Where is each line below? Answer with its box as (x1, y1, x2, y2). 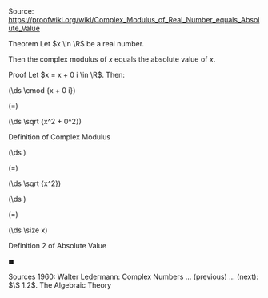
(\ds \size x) (8, 225, 48, 235)
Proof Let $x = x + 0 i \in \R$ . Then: (8, 70, 126, 80)
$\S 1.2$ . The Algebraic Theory (8, 280, 112, 290)
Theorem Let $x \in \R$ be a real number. (8, 39, 145, 49)
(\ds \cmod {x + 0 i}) (8, 86, 76, 95)
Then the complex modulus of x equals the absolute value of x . (8, 54, 216, 64)
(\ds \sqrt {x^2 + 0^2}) (8, 117, 82, 127)
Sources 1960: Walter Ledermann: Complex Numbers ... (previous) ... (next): (8, 272, 258, 282)
